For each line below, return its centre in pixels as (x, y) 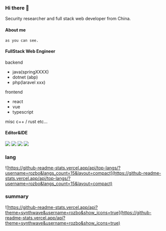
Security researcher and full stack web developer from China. (68, 19)
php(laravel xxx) (29, 82)
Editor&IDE (17, 133)
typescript (23, 112)
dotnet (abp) (25, 77)
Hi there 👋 (17, 8)
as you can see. (22, 40)
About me (16, 30)
